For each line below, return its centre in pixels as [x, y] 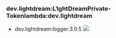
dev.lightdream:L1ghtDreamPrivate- [59, 9]
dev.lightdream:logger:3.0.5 [48, 29]
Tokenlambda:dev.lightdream [49, 16]
